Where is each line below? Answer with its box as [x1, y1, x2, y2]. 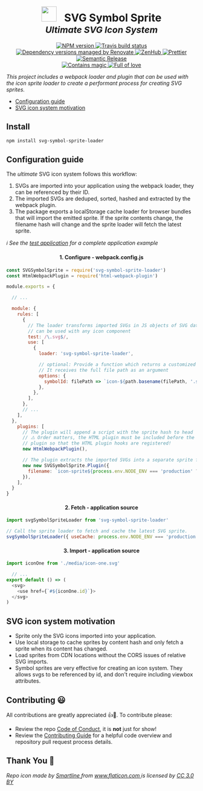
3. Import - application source [63, 547, 140, 554]
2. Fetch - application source [64, 503, 139, 511]
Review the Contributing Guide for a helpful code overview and [14, 732, 172, 739]
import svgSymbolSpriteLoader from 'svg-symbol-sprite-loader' [6, 517, 169, 523]
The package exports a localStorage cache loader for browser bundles [14, 208, 192, 215]
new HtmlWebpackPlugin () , [22, 446, 88, 452]
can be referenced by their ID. [14, 188, 89, 196]
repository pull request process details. [14, 738, 113, 745]
